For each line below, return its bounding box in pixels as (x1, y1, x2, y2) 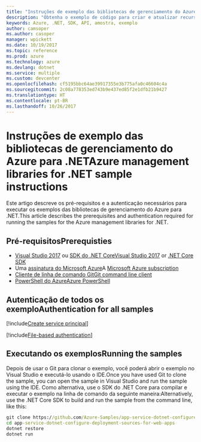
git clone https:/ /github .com (6, 414, 82, 420)
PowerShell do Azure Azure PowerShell (14, 278, 111, 285)
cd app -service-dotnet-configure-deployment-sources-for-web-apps (6, 420, 175, 426)
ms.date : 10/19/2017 (6, 42, 58, 48)
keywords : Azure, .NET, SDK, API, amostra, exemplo (6, 20, 138, 26)
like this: (6, 403, 27, 410)
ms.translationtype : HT (6, 92, 66, 98)
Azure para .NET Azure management (6, 154, 190, 168)
